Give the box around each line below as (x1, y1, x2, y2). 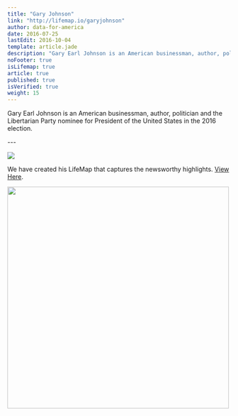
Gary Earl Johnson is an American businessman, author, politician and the (7, 109, 223, 118)
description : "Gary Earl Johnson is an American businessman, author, (7, 50, 220, 58)
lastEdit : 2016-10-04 (7, 37, 72, 44)
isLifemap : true (7, 63, 55, 70)
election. (7, 124, 33, 133)
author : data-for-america (7, 23, 84, 31)
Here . (7, 173, 23, 181)
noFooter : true (7, 57, 52, 64)
